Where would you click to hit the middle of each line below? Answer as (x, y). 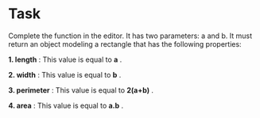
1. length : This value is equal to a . (65, 59)
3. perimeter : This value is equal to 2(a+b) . (81, 90)
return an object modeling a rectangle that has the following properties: (125, 44)
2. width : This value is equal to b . (65, 74)
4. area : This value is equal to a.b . (66, 105)
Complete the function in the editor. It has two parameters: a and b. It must (130, 36)
